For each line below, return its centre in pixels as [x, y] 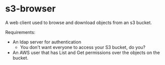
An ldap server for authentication [47, 42]
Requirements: [20, 32]
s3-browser [31, 9]
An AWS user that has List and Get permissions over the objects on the [86, 52]
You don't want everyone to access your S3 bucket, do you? [83, 47]
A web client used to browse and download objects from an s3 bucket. [79, 22]
